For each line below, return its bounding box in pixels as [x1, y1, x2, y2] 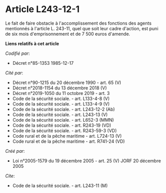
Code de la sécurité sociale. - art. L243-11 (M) [12, 182, 108, 188]
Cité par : [5, 69, 24, 76]
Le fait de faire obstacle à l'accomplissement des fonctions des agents [5, 20, 152, 26]
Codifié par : [5, 50, 30, 56]
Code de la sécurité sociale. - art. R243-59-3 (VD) [12, 127, 117, 134]
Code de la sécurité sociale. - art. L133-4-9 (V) [12, 101, 110, 107]
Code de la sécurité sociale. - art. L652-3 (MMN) [12, 117, 114, 123]
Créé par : [5, 148, 25, 154]
